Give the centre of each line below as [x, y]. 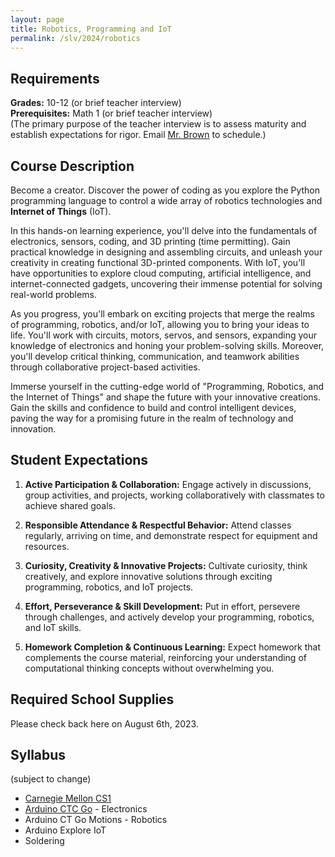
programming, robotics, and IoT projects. [109, 587]
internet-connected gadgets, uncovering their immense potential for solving [166, 284]
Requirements [55, 78]
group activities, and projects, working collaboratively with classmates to [174, 495]
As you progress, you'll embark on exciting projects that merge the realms [162, 314]
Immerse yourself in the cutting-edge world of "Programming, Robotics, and [167, 386]
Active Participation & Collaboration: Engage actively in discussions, [168, 484]
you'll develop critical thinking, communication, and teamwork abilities [155, 356]
